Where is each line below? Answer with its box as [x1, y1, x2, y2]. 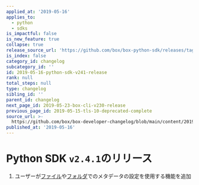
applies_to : [6, 14, 36, 20]
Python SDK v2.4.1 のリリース [6, 152, 153, 165]
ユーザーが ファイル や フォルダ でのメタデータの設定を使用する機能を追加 [14, 173, 191, 180]
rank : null [6, 75, 33, 81]
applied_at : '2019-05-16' [6, 8, 70, 15]
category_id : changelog [6, 58, 65, 64]
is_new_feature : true [6, 36, 60, 42]
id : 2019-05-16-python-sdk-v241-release [6, 69, 108, 75]
